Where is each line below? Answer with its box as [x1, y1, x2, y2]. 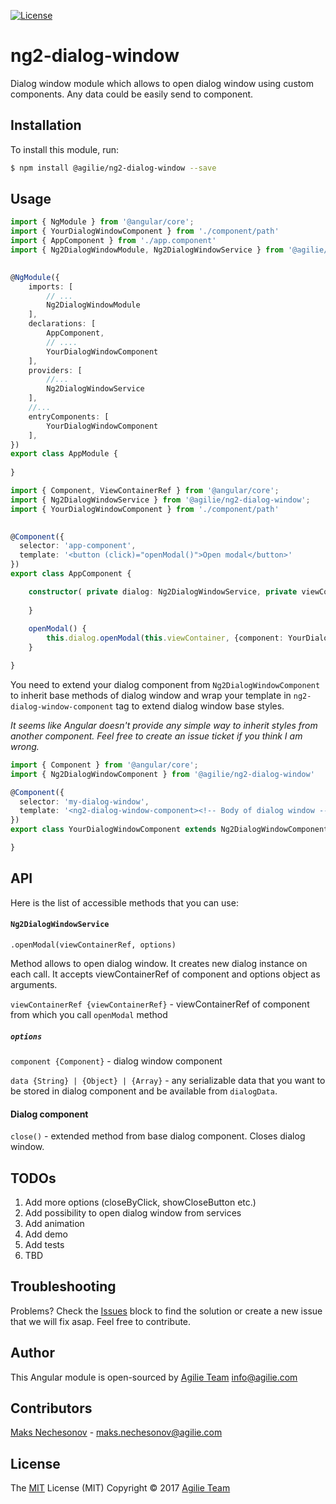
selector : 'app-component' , [19, 541, 137, 551]
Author [10, 1345, 55, 1362]
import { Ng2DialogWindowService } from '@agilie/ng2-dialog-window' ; [10, 495, 311, 505]
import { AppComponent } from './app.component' [10, 236, 217, 246]
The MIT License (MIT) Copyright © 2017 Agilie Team [10, 1482, 231, 1494]
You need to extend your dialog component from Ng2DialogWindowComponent [10, 678, 321, 690]
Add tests [24, 1238, 65, 1250]
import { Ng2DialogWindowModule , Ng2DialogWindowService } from [10, 245, 284, 255]
